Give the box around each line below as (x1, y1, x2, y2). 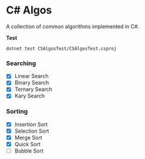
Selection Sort (14, 127, 49, 134)
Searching (6, 59, 36, 67)
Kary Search (14, 92, 45, 100)
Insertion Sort (14, 121, 48, 128)
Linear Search (14, 73, 49, 80)
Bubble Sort (14, 147, 44, 154)
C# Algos (6, 4, 52, 17)
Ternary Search (14, 86, 53, 93)
